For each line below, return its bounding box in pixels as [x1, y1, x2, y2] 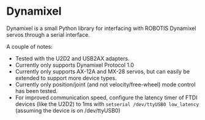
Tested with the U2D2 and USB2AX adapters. [15, 54, 130, 62]
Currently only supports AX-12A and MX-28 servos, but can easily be [15, 67, 190, 75]
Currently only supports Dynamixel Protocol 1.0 [15, 61, 135, 69]
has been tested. [15, 87, 58, 94]
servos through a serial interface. [6, 31, 90, 38]
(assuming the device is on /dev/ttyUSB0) [15, 107, 121, 114]
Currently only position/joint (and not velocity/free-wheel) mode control [15, 81, 196, 88]
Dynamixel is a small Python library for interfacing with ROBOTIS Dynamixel [6, 24, 196, 32]
